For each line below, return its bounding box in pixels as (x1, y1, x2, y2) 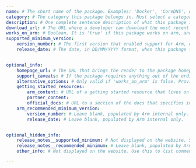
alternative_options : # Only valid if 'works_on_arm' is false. (16, 78, 176, 85)
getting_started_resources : (16, 84, 85, 90)
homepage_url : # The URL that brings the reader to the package (16, 68, 176, 73)
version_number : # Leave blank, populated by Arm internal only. (27, 111, 190, 117)
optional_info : (6, 62, 43, 68)
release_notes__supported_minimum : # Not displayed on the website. (16, 138, 187, 143)
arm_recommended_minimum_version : (16, 106, 100, 111)
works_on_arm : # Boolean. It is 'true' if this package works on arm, (6, 30, 181, 36)
